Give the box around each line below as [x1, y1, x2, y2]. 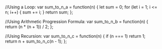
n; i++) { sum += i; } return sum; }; [5, 9, 73, 15]
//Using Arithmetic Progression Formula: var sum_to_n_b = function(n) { [5, 19, 148, 24]
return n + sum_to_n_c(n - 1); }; [5, 38, 67, 44]
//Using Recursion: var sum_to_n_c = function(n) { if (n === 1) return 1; [5, 33, 146, 39]
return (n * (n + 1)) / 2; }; [5, 24, 54, 30]
